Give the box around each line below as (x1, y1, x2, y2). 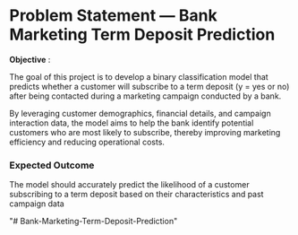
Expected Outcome (9, 159, 95, 171)
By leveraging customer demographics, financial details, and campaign (9, 108, 271, 118)
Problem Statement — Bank (9, 5, 217, 26)
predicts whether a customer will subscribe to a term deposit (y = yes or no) (9, 81, 290, 91)
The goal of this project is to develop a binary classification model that (9, 71, 268, 82)
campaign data (9, 198, 64, 209)
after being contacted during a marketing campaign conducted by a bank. (9, 91, 282, 101)
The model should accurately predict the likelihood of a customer (9, 179, 250, 190)
